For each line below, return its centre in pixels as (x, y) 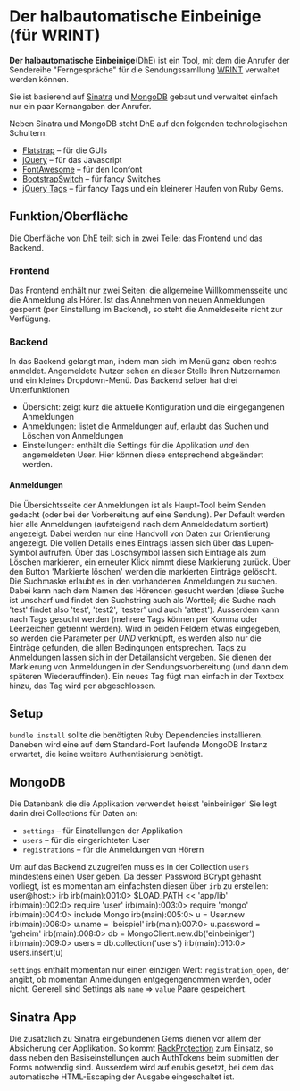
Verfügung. (30, 319)
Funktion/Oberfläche (69, 217)
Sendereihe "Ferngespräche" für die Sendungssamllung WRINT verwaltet (144, 70)
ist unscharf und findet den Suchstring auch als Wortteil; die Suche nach (143, 600)
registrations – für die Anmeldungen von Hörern (113, 850)
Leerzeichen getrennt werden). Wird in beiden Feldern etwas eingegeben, (145, 628)
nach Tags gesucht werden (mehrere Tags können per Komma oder (134, 618)
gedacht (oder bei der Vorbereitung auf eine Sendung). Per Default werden (147, 514)
